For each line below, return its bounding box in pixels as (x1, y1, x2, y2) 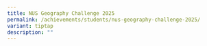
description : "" (7, 28, 53, 36)
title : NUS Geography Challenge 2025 (7, 9, 115, 17)
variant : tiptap (7, 22, 53, 29)
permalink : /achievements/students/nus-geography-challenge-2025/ (7, 16, 201, 23)
